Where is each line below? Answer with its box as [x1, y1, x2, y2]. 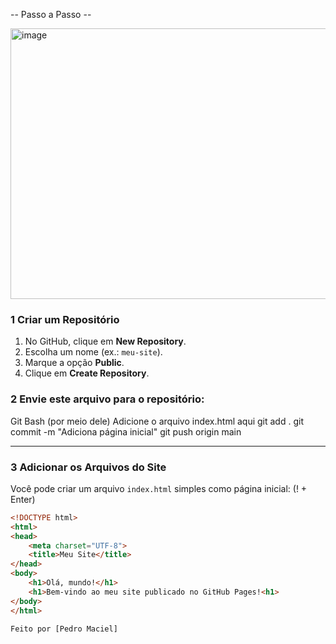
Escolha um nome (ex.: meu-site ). [24, 346, 163, 358]
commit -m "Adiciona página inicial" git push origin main [10, 425, 242, 438]
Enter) [10, 493, 36, 505]
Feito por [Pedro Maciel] [10, 624, 118, 634]
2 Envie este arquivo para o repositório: [10, 392, 205, 406]
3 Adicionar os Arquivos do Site [10, 460, 167, 474]
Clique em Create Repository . [24, 367, 150, 379]
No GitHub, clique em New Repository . [24, 335, 187, 348]
